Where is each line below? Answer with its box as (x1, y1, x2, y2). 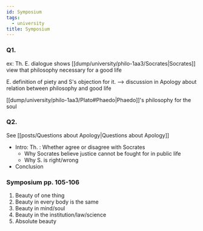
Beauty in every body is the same (15, 198, 99, 205)
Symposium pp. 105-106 (6, 178, 80, 186)
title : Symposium (6, 26, 50, 32)
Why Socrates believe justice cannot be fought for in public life (24, 150, 181, 157)
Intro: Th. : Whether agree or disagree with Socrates (15, 143, 145, 151)
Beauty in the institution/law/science (15, 211, 107, 219)
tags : (6, 15, 20, 21)
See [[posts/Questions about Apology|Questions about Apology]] (6, 131, 170, 139)
